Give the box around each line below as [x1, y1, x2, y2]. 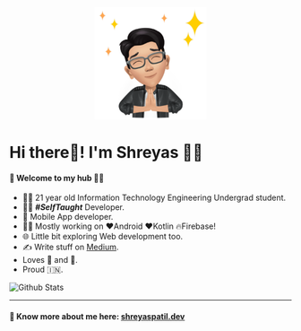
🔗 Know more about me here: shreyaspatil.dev [9, 310, 185, 321]
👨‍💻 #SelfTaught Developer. [21, 202, 125, 213]
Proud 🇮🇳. [21, 264, 64, 275]
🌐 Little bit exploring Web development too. [21, 231, 184, 242]
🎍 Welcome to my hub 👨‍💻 [9, 172, 105, 183]
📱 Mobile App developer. [21, 212, 114, 222]
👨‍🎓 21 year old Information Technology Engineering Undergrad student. [21, 192, 287, 204]
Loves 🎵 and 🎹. [21, 255, 78, 266]
